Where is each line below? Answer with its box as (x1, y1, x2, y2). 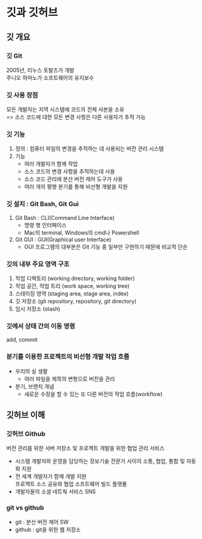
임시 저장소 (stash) (15, 305, 61, 312)
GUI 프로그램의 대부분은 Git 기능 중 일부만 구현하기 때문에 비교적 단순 (24, 243, 188, 250)
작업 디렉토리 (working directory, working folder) (15, 275, 135, 282)
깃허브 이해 (6, 410, 45, 420)
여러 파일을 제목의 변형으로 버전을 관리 (24, 375, 115, 382)
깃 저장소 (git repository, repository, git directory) (15, 298, 136, 305)
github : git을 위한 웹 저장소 (15, 526, 81, 533)
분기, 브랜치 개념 (15, 382, 55, 390)
